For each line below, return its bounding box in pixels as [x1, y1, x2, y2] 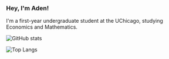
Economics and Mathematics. [6, 23, 78, 30]
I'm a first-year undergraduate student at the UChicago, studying [6, 18, 163, 25]
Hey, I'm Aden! [6, 4, 49, 12]
